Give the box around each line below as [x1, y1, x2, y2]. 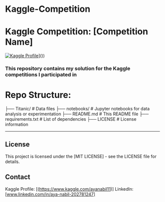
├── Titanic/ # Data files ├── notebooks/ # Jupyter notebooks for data [5, 105, 150, 111]
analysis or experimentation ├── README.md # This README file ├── [5, 111, 149, 117]
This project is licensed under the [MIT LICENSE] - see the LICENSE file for [5, 153, 157, 159]
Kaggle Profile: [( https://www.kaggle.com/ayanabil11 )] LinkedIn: [5, 186, 134, 192]
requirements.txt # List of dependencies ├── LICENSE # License [5, 116, 137, 122]
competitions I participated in [5, 71, 77, 78]
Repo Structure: [5, 90, 71, 101]
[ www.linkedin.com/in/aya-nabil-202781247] [5, 191, 96, 197]
